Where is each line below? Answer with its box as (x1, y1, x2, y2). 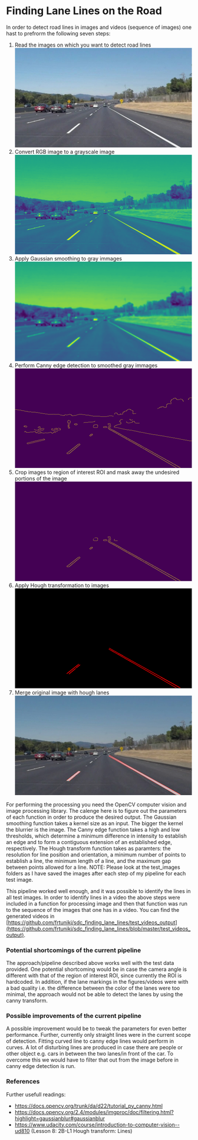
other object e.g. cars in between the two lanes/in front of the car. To (6, 1050, 174, 1057)
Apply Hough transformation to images (14, 582, 109, 589)
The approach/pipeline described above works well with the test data (6, 960, 174, 966)
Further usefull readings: (6, 1090, 66, 1098)
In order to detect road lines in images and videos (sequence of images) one (6, 24, 192, 31)
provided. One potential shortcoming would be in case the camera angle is (6, 966, 187, 973)
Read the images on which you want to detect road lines (14, 41, 151, 48)
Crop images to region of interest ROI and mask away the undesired (14, 469, 180, 476)
